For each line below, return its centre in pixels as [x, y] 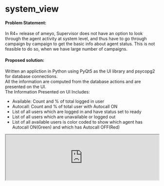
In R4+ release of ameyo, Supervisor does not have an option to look [74, 34]
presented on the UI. [26, 87]
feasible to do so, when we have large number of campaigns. [66, 49]
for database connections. [31, 76]
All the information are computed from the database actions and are [73, 81]
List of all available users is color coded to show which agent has [77, 122]
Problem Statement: [26, 22]
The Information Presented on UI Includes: [47, 92]
